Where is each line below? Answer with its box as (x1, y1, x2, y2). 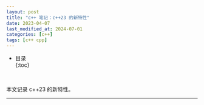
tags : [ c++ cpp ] (6, 37, 47, 43)
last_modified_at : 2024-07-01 (6, 25, 83, 32)
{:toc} (15, 61, 30, 69)
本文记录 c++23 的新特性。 (6, 86, 74, 93)
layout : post (6, 8, 39, 15)
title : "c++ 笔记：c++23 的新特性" (6, 15, 90, 21)
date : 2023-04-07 (6, 20, 50, 26)
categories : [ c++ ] (6, 32, 53, 38)
